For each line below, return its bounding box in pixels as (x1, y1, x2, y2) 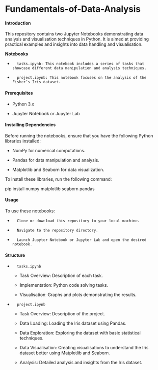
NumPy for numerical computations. (12, 147, 86, 153)
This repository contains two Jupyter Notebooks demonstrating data (5, 31, 144, 37)
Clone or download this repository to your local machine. (17, 218, 140, 223)
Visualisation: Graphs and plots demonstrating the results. (19, 292, 137, 298)
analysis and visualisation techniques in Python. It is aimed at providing (5, 36, 149, 42)
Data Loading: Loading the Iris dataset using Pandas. (19, 320, 127, 326)
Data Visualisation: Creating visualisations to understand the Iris (19, 345, 149, 351)
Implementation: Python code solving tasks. (19, 282, 108, 288)
